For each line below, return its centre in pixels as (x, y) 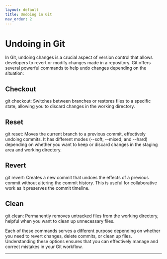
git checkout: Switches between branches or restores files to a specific (78, 101)
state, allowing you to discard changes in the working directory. (70, 106)
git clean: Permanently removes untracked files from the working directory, (82, 216)
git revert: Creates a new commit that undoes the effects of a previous (77, 177)
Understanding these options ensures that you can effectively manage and (82, 241)
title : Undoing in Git (29, 14)
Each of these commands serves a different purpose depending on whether (83, 231)
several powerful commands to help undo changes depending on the (76, 68)
